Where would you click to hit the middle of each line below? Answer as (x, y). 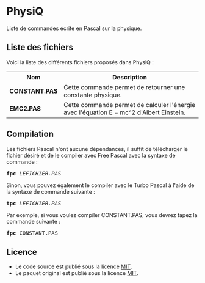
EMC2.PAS (25, 108)
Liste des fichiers (40, 47)
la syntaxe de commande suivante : (51, 191)
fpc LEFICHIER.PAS (34, 173)
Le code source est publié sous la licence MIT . (74, 266)
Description (130, 77)
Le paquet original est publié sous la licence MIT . (77, 273)
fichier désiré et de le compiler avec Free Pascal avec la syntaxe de (91, 155)
